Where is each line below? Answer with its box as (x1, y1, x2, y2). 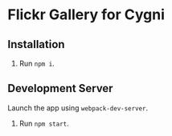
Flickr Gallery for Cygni (7, 6, 166, 24)
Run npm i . (18, 58, 55, 68)
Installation (7, 38, 65, 51)
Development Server (7, 82, 113, 95)
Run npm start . (18, 118, 69, 128)
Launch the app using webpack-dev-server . (7, 102, 149, 113)
